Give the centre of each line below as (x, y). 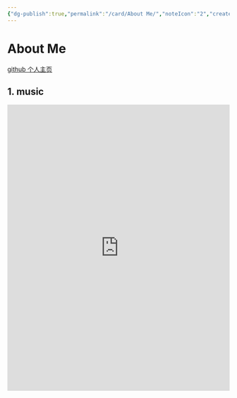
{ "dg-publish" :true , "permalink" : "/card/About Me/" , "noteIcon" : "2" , (109, 14)
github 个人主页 (30, 69)
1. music (26, 91)
